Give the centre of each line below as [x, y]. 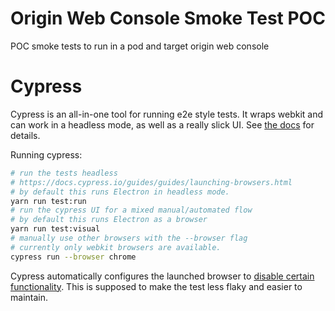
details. [25, 135]
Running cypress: [46, 154]
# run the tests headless [64, 173]
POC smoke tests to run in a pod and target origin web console [140, 46]
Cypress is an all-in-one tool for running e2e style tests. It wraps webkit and [167, 114]
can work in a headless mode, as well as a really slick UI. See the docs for [162, 124]
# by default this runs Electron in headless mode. [120, 192]
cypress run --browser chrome [73, 257]
